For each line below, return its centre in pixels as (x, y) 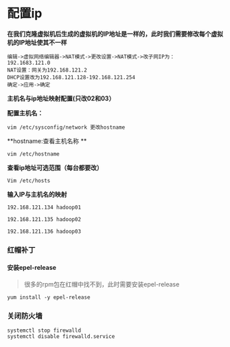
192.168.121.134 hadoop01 (44, 207)
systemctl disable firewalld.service (61, 337)
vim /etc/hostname (33, 154)
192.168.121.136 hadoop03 (44, 231)
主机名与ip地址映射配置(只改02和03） (61, 98)
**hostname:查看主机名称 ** (47, 140)
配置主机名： (25, 113)
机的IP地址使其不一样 (37, 42)
